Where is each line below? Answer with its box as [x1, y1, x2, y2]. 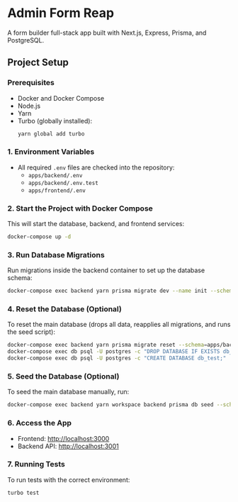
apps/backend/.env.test [28, 179, 99, 186]
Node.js [17, 101, 41, 110]
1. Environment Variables [7, 147, 95, 157]
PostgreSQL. [7, 35, 45, 44]
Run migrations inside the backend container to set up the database [7, 266, 205, 274]
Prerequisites [7, 78, 55, 88]
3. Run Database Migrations [7, 250, 105, 260]
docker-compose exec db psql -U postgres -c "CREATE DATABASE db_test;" [7, 355, 227, 362]
